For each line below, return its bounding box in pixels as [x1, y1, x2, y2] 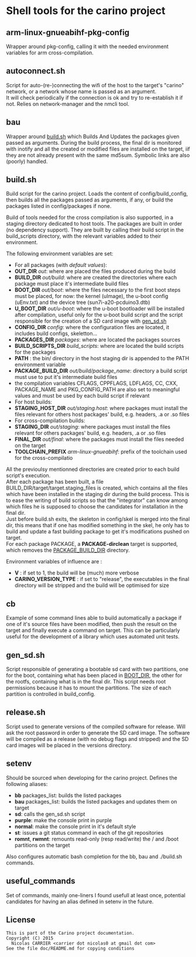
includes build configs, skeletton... [14, 330, 98, 337]
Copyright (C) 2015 [6, 935, 54, 941]
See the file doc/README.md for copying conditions [6, 946, 135, 952]
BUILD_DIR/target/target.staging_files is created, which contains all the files [6, 484, 188, 491]
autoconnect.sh [6, 66, 66, 76]
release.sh [6, 708, 46, 717]
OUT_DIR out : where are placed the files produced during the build [14, 268, 176, 275]
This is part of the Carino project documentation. [6, 930, 135, 937]
